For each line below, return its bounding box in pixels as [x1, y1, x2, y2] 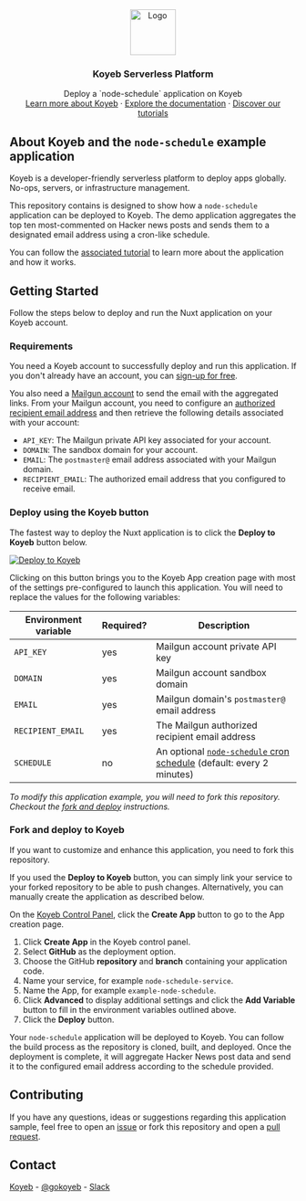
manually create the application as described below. [9, 890, 205, 902]
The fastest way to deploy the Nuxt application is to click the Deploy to [9, 527, 276, 538]
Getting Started [9, 283, 99, 299]
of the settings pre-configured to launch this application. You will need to [9, 582, 284, 593]
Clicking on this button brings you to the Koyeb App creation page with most [9, 572, 296, 583]
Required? [101, 618, 148, 631]
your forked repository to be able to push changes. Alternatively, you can [9, 881, 284, 892]
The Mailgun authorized [156, 719, 258, 732]
